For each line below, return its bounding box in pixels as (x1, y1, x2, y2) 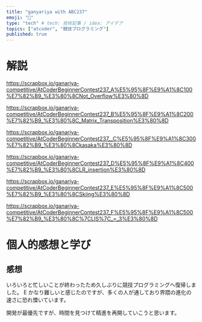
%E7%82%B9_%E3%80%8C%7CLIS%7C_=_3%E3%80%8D (6, 215, 158, 222)
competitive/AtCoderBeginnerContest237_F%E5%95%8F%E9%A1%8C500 (6, 209, 194, 216)
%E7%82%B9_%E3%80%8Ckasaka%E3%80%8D (6, 141, 133, 149)
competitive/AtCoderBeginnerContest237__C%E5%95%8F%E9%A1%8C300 (6, 135, 196, 143)
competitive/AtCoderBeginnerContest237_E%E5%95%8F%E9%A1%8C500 (6, 184, 194, 192)
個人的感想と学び (6, 238, 92, 252)
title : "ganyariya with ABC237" (6, 8, 87, 15)
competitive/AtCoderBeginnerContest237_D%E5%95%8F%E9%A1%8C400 (6, 159, 194, 167)
